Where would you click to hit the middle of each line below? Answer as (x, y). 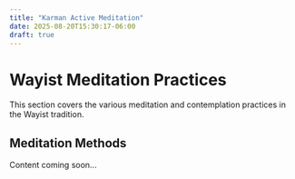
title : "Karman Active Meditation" (77, 18)
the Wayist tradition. (47, 114)
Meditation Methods (68, 143)
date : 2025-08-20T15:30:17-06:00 (73, 26)
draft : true (32, 35)
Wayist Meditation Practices (118, 80)
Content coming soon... (53, 165)
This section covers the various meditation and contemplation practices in (147, 104)
